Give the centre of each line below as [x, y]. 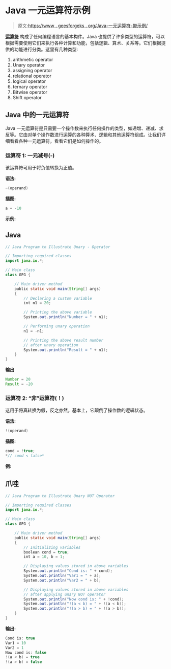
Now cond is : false [26, 653]
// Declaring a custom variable [58, 298]
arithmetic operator [33, 59]
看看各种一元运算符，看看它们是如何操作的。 [56, 141]
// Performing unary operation [57, 326]
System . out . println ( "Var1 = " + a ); [62, 576]
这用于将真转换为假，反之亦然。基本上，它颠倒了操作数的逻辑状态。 [77, 410]
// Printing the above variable [58, 313]
